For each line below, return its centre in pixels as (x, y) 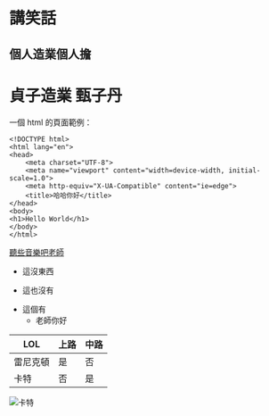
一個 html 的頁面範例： (51, 122)
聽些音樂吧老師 (37, 252)
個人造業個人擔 (50, 54)
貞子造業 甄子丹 (66, 96)
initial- (245, 171)
